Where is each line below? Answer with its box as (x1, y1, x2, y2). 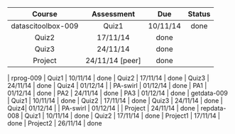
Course (31, 9, 58, 18)
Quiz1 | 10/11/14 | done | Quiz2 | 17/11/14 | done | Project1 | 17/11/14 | (24, 111, 221, 120)
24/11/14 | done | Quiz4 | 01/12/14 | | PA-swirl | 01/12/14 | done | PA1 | (7, 82, 207, 89)
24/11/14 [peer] (84, 56, 142, 65)
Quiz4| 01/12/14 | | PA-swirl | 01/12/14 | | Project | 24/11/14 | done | (7, 104, 200, 112)
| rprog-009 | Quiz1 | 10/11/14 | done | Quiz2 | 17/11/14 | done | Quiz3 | (7, 74, 209, 82)
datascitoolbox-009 (11, 21, 79, 30)
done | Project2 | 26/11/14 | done (7, 119, 102, 127)
